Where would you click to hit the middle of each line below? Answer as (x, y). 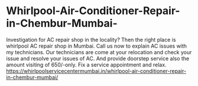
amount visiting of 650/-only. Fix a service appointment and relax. (86, 64)
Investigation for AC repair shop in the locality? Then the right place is (91, 39)
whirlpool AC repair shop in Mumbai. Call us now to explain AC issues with (97, 46)
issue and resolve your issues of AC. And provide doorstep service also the (98, 58)
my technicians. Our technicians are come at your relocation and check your (99, 52)
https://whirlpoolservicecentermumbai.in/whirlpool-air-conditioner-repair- (96, 71)
